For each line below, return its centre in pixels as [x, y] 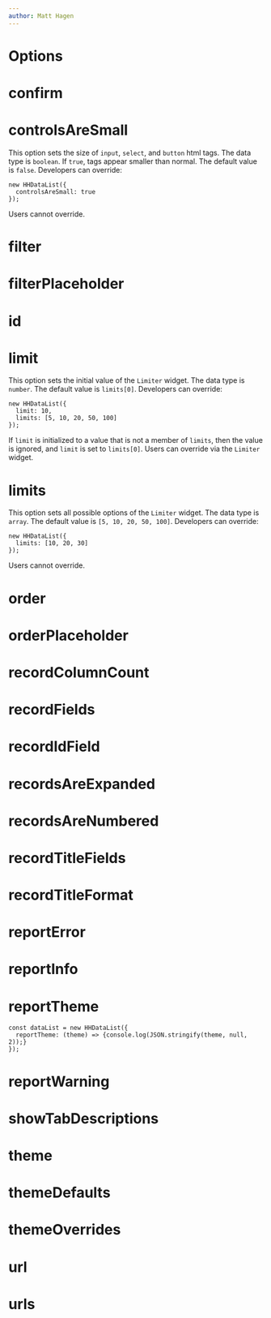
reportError [47, 932]
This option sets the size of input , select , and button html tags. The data [130, 152]
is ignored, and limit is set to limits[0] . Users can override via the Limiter [134, 449]
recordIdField [54, 747]
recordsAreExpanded [82, 784]
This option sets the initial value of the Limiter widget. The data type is [127, 380]
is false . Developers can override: [66, 170]
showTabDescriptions [84, 1118]
